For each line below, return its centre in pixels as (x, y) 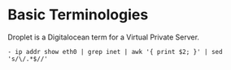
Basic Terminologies (78, 15)
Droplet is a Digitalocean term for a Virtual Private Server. (104, 37)
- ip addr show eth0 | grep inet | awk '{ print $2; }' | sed (115, 51)
